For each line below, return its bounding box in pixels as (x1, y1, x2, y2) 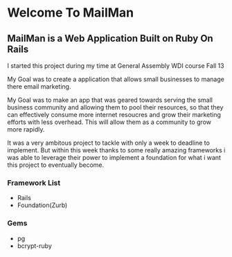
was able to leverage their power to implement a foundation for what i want (7, 154, 222, 161)
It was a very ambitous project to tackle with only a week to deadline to (7, 139, 210, 147)
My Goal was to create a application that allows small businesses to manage (7, 75, 225, 83)
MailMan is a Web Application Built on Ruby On (7, 33, 213, 44)
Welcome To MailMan (7, 5, 134, 21)
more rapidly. (7, 125, 45, 133)
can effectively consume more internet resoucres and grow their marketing (7, 111, 222, 118)
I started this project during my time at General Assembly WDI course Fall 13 (7, 62, 224, 70)
